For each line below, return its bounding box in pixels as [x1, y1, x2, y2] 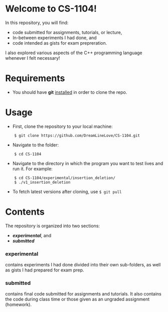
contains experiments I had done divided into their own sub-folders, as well [5, 262, 161, 268]
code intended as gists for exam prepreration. [12, 40, 107, 46]
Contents [5, 206, 45, 217]
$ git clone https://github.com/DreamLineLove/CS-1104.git [14, 133, 140, 138]
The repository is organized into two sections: [5, 223, 100, 229]
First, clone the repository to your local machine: [12, 123, 113, 129]
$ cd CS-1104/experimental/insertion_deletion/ [14, 175, 115, 181]
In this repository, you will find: [5, 20, 69, 26]
